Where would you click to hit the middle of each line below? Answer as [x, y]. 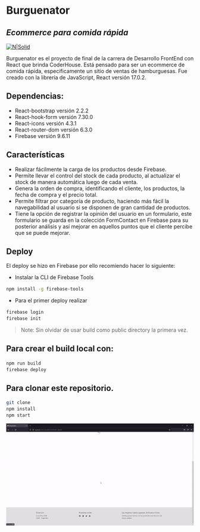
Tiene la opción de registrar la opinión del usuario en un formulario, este [103, 213]
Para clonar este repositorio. [60, 388]
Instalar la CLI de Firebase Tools [54, 277]
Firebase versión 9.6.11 [42, 136]
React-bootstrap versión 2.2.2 [52, 111]
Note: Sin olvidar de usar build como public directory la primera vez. [104, 330]
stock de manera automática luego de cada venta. [76, 182]
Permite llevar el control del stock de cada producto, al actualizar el [97, 175]
